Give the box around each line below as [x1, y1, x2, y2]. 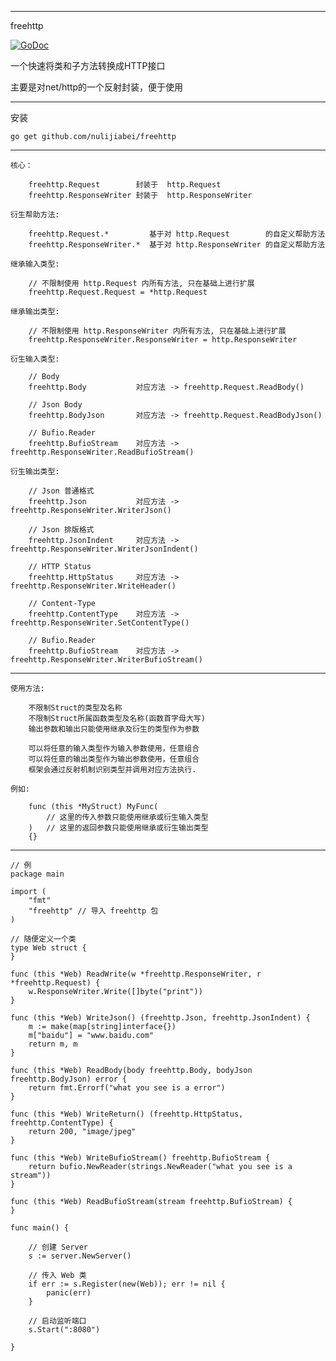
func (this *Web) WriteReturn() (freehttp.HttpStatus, [10, 1109, 244, 1119]
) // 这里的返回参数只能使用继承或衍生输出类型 [28, 823, 209, 833]
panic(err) [46, 1288, 92, 1298]
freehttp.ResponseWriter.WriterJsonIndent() [10, 544, 199, 554]
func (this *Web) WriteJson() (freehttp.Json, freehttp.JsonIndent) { [10, 1013, 311, 1023]
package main [10, 869, 65, 879]
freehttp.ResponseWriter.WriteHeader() [10, 581, 177, 591]
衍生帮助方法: [10, 210, 60, 220]
